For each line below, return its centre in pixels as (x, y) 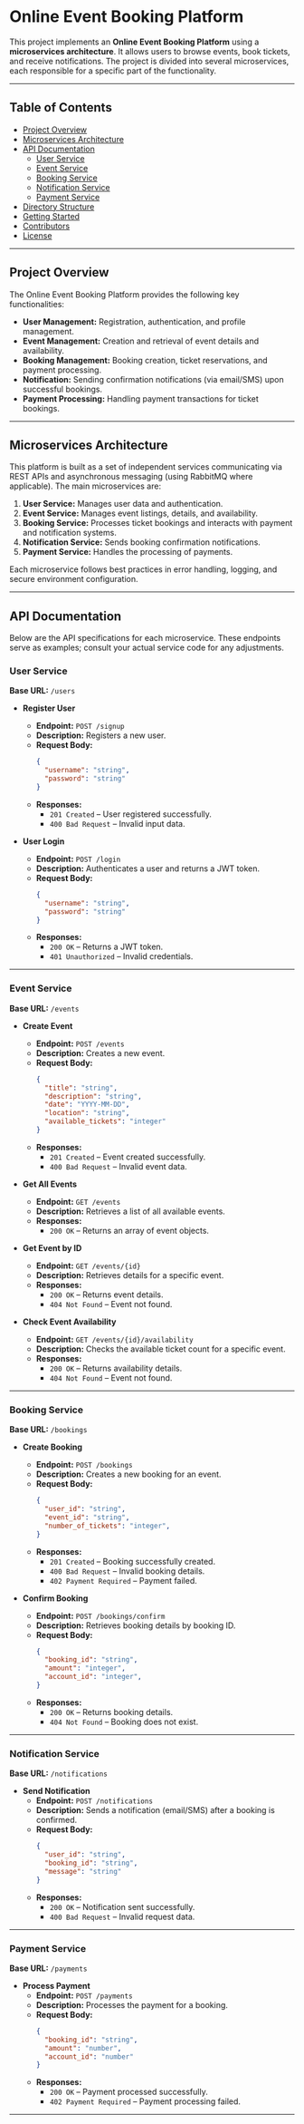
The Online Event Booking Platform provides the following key (124, 294)
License (37, 235)
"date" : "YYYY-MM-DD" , (87, 1105)
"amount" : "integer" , (85, 1668)
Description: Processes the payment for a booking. (132, 2004)
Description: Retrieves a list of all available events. (131, 1211)
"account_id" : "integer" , (93, 1677)
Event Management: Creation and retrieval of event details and (141, 341)
